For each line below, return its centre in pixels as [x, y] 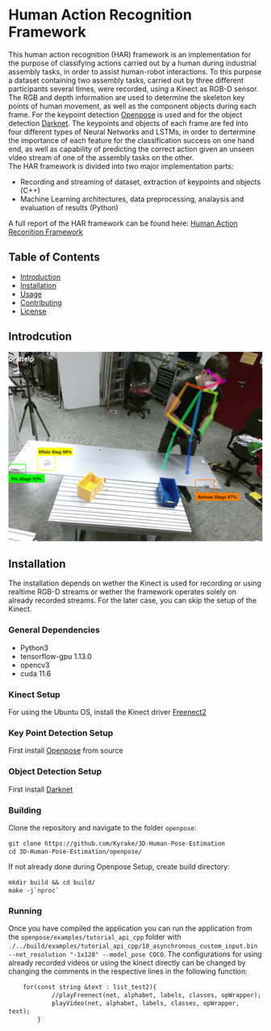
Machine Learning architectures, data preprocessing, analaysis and [132, 199]
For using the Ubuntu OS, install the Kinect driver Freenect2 [108, 712]
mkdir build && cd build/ [52, 882]
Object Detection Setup [55, 771]
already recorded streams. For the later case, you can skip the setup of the [133, 601]
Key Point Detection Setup [61, 733]
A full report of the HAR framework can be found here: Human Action [123, 223]
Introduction [40, 277]
